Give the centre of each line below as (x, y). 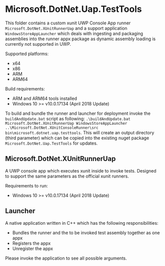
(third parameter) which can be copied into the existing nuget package (77, 138)
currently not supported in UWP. (38, 44)
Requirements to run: (27, 185)
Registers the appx (31, 243)
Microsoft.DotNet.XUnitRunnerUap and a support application (66, 28)
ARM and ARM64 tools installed (45, 98)
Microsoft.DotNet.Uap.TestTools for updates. (52, 143)
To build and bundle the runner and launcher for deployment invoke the (78, 113)
